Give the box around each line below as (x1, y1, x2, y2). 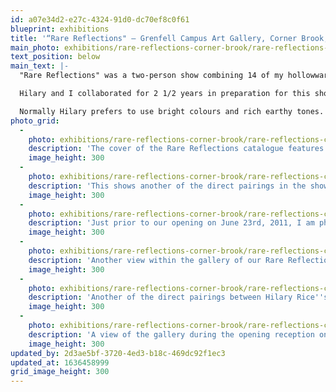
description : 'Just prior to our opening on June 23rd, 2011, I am (28, 218, 315, 228)
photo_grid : (10, 116, 60, 126)
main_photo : (10, 42, 60, 53)
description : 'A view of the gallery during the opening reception (28, 329, 315, 340)
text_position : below (10, 52, 101, 62)
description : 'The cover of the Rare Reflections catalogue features (28, 144, 325, 154)
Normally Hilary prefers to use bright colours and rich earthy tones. (19, 106, 325, 116)
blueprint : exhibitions (10, 24, 110, 34)
